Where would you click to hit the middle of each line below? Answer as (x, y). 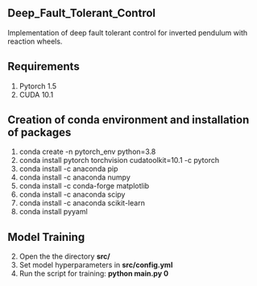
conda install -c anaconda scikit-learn (82, 203)
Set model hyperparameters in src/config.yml (96, 265)
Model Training (46, 237)
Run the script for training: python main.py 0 (94, 274)
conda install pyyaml (53, 212)
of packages (39, 133)
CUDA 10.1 (36, 94)
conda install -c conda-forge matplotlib (84, 186)
